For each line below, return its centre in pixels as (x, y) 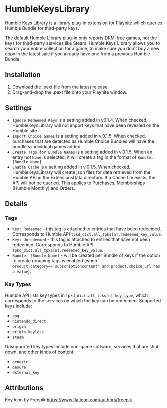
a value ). (22, 271)
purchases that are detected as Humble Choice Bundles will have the (83, 141)
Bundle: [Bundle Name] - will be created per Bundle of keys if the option (86, 255)
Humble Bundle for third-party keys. (42, 28)
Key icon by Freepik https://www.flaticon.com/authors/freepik (69, 400)
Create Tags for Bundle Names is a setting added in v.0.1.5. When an (82, 152)
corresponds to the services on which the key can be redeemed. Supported (83, 300)
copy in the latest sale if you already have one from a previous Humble (78, 54)
